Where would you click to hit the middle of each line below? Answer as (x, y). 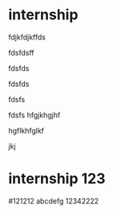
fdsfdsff (21, 52)
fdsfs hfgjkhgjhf (34, 115)
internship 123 (57, 179)
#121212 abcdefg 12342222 (54, 201)
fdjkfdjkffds (27, 37)
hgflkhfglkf (26, 130)
